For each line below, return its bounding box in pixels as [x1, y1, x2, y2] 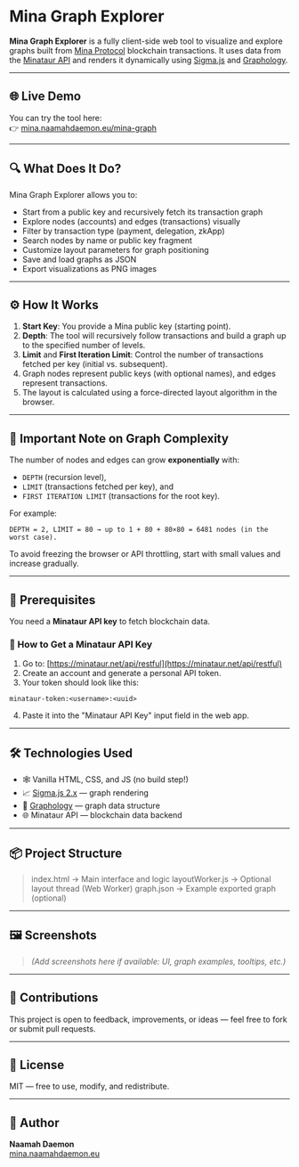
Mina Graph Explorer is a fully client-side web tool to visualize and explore [9, 36, 283, 46]
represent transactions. [21, 378, 109, 388]
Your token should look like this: [21, 677, 140, 688]
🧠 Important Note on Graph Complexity [9, 430, 230, 446]
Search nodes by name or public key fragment [21, 234, 193, 246]
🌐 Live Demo [9, 89, 82, 104]
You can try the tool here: [9, 112, 102, 123]
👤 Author [9, 1115, 60, 1130]
